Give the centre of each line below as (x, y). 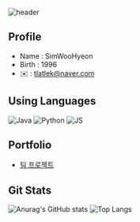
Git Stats (30, 190)
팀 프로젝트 (37, 165)
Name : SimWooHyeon (56, 56)
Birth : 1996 (38, 64)
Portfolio (30, 145)
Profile (25, 37)
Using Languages (52, 102)
